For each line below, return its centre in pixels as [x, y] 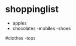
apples [19, 23]
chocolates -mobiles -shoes [42, 28]
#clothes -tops [21, 38]
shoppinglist [32, 9]
